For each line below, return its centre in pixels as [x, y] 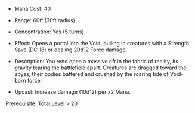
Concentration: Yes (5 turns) [49, 32]
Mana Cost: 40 [32, 9]
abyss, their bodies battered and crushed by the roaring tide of [91, 74]
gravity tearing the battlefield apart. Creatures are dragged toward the [100, 68]
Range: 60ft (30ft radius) [44, 20]
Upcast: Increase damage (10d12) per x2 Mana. [72, 92]
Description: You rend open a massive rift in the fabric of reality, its [96, 61]
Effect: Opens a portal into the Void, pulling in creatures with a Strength [102, 43]
